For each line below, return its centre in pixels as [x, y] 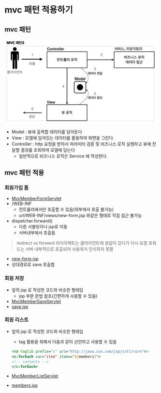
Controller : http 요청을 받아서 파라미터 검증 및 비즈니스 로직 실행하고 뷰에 [81, 144]
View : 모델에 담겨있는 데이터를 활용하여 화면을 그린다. [63, 138]
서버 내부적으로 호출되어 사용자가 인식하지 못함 [69, 249]
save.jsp [20, 306]
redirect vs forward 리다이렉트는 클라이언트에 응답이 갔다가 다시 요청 [82, 243]
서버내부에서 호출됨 [37, 233]
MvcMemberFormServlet [36, 199]
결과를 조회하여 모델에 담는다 [48, 150]
